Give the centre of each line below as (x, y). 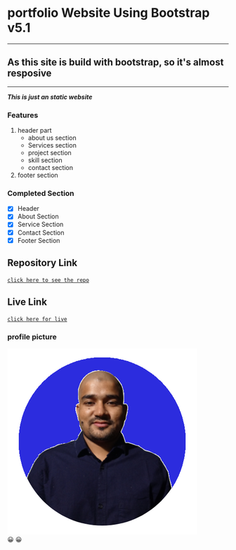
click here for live (38, 320)
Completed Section (41, 193)
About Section (38, 216)
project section (50, 153)
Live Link (27, 302)
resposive (29, 73)
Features (23, 115)
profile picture (32, 337)
